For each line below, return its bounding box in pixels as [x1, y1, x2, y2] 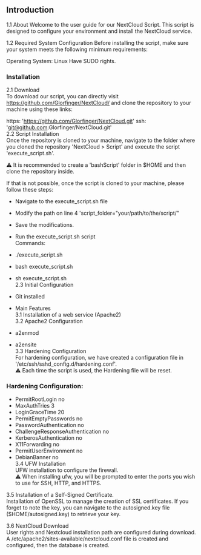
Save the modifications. [15, 221, 74, 229]
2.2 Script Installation [6, 130, 59, 138]
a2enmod [15, 329, 39, 337]
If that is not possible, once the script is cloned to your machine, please [6, 180, 185, 187]
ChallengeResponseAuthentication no [15, 428, 110, 436]
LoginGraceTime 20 [15, 409, 65, 416]
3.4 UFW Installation [15, 460, 66, 468]
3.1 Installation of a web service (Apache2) [15, 311, 121, 318]
